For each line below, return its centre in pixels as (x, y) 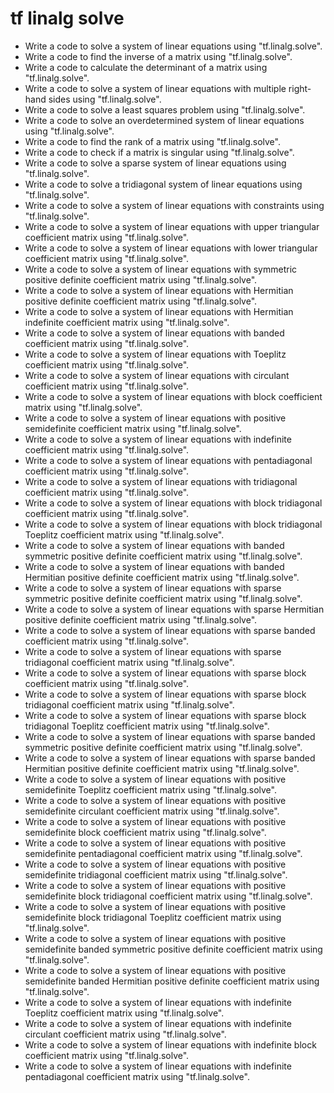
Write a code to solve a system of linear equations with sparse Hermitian (174, 609)
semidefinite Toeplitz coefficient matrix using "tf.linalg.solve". (150, 789)
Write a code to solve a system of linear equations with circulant (157, 375)
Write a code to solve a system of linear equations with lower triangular (171, 248)
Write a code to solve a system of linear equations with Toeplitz (155, 354)
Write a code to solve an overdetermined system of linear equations (164, 120)
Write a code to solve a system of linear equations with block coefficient (173, 396)
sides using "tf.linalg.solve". (105, 99)
